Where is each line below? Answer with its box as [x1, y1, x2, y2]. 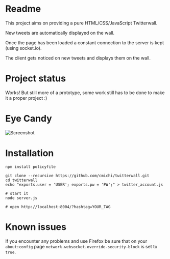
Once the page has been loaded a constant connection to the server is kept [5, 39, 164, 46]
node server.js [5, 195, 38, 200]
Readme [5, 3, 41, 15]
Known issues [5, 221, 66, 233]
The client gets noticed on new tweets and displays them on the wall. [5, 54, 151, 61]
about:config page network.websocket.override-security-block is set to [5, 243, 158, 249]
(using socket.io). [5, 45, 42, 51]
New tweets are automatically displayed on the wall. [5, 30, 115, 36]
